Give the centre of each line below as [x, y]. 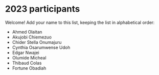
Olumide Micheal [29, 57]
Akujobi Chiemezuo [32, 37]
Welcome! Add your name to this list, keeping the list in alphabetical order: [80, 22]
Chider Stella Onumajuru [37, 42]
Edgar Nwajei [26, 53]
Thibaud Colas [27, 63]
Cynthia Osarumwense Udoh [41, 47]
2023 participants [43, 9]
